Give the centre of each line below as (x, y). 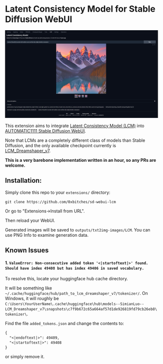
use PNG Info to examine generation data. (47, 235)
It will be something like (29, 288)
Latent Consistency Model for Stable (80, 9)
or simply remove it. (25, 357)
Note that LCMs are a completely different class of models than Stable (75, 140)
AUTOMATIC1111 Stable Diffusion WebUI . (46, 131)
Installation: (24, 181)
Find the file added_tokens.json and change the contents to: (65, 324)
